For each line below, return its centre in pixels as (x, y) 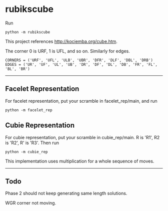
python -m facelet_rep (29, 110)
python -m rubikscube (28, 32)
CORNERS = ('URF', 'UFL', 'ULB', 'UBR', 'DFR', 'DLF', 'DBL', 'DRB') (79, 60)
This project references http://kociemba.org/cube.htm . (61, 41)
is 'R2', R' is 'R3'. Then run (32, 143)
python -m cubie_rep (27, 152)
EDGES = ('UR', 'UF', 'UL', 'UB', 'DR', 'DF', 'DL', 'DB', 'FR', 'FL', (81, 64)
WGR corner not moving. (31, 203)
